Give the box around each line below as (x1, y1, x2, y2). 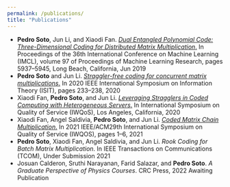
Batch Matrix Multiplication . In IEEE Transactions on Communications (16, 145, 213, 153)
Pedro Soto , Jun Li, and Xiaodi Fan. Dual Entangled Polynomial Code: (16, 35, 214, 43)
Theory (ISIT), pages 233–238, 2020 (16, 86, 121, 95)
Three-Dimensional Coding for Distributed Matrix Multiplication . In (16, 42, 204, 51)
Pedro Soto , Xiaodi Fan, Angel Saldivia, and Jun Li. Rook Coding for (16, 137, 208, 145)
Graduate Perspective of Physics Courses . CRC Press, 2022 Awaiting (16, 166, 214, 175)
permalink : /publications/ (7, 10, 84, 17)
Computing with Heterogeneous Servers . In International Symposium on (16, 101, 220, 109)
